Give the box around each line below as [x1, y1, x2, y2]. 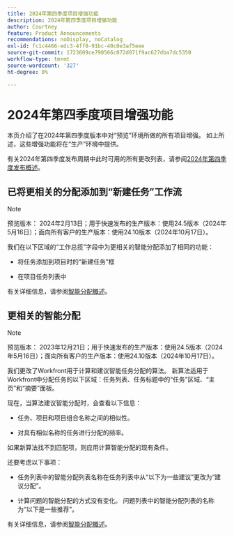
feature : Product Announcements [7, 29, 101, 37]
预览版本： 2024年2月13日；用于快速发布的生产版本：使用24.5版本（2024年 [7, 219, 227, 227]
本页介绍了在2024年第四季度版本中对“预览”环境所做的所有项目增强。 [7, 131, 205, 140]
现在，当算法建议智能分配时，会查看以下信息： [7, 399, 141, 407]
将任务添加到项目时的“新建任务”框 [17, 257, 115, 266]
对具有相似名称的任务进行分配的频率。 [17, 428, 127, 437]
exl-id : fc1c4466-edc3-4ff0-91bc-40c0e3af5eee [7, 43, 145, 50]
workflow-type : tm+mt [7, 56, 70, 63]
